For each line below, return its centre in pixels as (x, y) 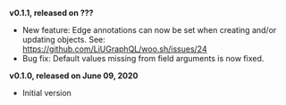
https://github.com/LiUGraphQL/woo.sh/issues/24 (114, 49)
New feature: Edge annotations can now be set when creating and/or (149, 30)
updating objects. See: (63, 40)
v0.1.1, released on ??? (51, 13)
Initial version (46, 93)
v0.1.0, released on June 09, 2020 (74, 76)
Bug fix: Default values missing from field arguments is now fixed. (143, 58)
